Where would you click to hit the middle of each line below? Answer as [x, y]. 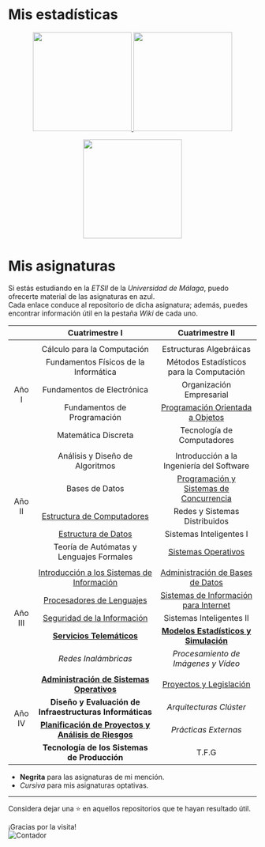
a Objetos [207, 417]
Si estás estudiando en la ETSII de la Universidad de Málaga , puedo [118, 288]
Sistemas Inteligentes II [207, 618]
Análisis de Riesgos [95, 735]
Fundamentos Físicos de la [95, 361]
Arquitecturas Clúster [207, 707]
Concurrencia [206, 498]
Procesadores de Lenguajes [95, 600]
